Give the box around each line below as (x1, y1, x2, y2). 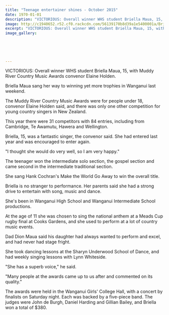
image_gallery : (5, 31, 37, 36)
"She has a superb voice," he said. (5, 264, 77, 270)
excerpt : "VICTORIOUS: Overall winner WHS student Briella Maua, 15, (5, 26, 154, 31)
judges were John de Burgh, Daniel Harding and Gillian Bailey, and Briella (5, 299, 156, 305)
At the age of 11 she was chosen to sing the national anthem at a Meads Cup (5, 213, 163, 219)
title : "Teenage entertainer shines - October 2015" (5, 7, 118, 13)
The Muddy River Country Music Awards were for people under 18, (5, 98, 144, 104)
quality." (5, 279, 23, 285)
